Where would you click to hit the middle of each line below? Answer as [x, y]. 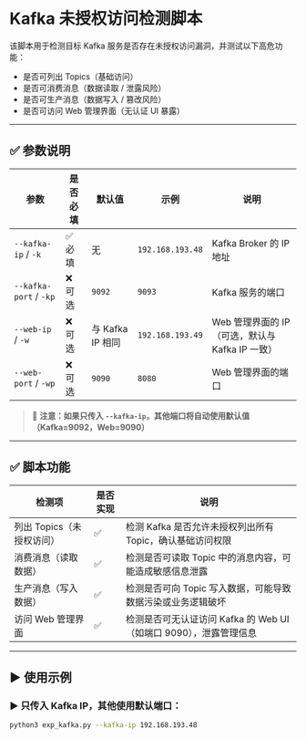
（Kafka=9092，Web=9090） [91, 427]
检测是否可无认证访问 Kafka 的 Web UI [208, 619]
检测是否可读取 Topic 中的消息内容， [204, 557]
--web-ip [33, 329]
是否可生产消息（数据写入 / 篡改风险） [94, 99]
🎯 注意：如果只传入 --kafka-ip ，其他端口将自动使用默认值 [141, 415]
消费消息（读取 [46, 557]
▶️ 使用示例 [41, 677]
